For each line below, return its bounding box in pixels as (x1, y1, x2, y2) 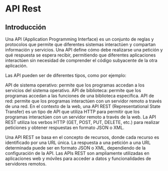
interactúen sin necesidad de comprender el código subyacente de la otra (5, 57, 157, 63)
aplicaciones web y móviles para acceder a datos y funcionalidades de (5, 155, 151, 161)
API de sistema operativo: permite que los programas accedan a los (5, 82, 145, 88)
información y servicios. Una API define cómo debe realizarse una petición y (5, 47, 163, 52)
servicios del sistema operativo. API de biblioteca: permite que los (5, 87, 141, 93)
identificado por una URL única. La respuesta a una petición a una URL (5, 139, 151, 145)
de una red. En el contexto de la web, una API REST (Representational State (5, 103, 161, 109)
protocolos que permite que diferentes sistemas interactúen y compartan (5, 41, 156, 47)
